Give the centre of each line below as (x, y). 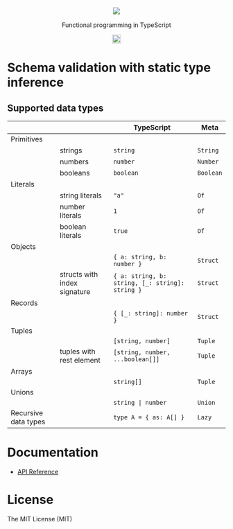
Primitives (27, 139)
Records (24, 303)
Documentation (53, 452)
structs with (79, 275)
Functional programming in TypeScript (116, 25)
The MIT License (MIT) (40, 519)
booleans (75, 173)
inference (36, 83)
